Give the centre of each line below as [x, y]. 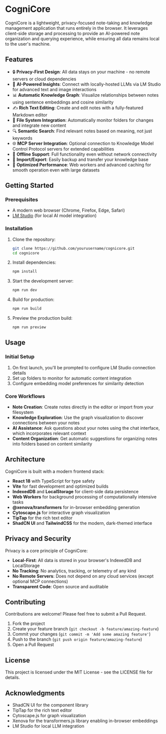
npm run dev [25, 290]
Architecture [25, 459]
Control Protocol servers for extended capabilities [63, 149]
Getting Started [29, 186]
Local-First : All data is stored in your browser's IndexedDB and [77, 560]
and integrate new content [39, 125]
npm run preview [29, 327]
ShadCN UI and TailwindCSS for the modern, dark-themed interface [82, 523]
